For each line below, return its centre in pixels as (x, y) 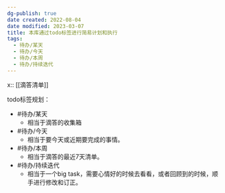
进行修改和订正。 (58, 182)
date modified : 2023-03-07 (46, 26)
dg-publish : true (32, 13)
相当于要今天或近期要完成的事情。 (75, 139)
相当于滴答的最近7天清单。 (65, 156)
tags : (15, 39)
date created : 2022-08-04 (44, 20)
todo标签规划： (28, 99)
